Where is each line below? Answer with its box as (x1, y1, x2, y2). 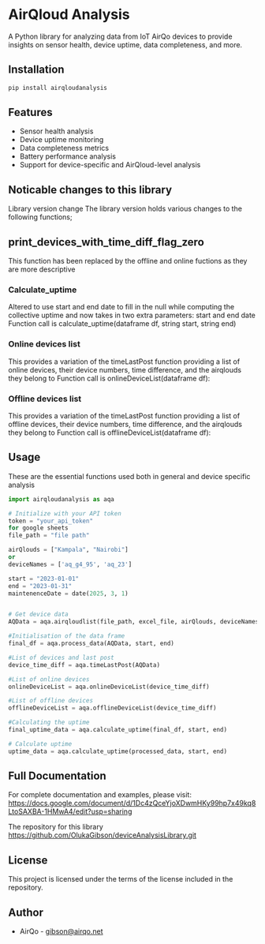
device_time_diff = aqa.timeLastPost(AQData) (8, 661, 160, 669)
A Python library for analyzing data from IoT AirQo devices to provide (8, 32, 233, 41)
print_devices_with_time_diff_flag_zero (8, 235, 205, 249)
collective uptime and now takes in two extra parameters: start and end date (8, 310, 256, 320)
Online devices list (8, 339, 80, 350)
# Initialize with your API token (8, 509, 122, 518)
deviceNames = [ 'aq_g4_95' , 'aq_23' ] (8, 560, 132, 568)
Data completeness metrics (19, 144, 109, 153)
